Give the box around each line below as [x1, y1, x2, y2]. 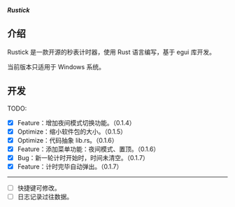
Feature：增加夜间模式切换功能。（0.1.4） [17, 118, 136, 127]
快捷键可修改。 [17, 184, 61, 192]
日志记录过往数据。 [17, 192, 73, 201]
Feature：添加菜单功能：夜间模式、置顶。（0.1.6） [17, 145, 160, 153]
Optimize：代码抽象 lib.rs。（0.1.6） [17, 136, 118, 144]
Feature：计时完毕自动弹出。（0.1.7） [17, 162, 123, 171]
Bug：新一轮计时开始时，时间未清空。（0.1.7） [17, 153, 149, 162]
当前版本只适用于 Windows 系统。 [7, 62, 105, 71]
